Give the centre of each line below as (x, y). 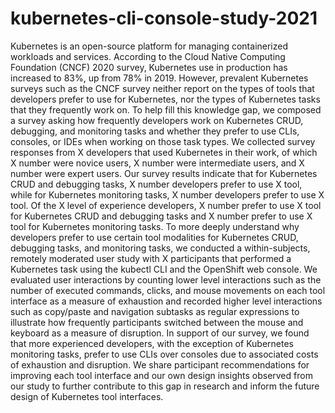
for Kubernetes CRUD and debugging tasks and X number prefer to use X (161, 216)
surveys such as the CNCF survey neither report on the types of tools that (162, 88)
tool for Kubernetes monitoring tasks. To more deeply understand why (155, 226)
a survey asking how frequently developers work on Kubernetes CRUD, (157, 120)
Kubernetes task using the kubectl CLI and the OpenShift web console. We (164, 269)
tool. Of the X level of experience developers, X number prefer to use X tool (166, 205)
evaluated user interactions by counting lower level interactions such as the (166, 279)
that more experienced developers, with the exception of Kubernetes (152, 343)
